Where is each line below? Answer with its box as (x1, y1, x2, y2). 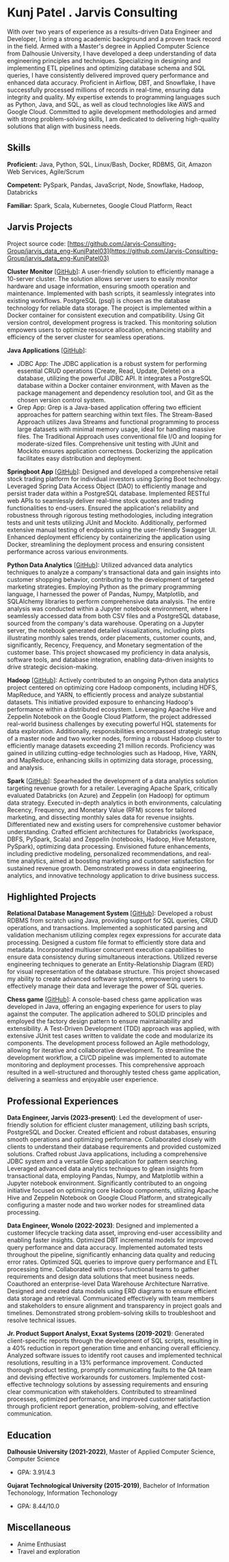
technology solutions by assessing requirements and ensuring (33, 1380, 208, 1389)
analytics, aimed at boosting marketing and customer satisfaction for (21, 857, 215, 865)
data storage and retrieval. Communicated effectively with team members (7, 1294, 215, 1303)
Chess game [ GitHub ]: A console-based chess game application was (7, 995, 202, 1003)
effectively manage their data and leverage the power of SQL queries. (7, 982, 204, 990)
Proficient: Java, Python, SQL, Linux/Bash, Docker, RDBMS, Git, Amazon (7, 160, 212, 169)
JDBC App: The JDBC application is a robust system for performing (16, 359, 207, 367)
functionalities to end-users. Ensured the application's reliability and (7, 504, 200, 512)
